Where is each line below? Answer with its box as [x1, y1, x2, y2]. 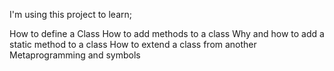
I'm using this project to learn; [9, 9, 132, 20]
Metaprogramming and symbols [9, 49, 141, 61]
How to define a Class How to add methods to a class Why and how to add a [9, 28, 325, 39]
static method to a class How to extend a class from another [9, 39, 257, 50]
